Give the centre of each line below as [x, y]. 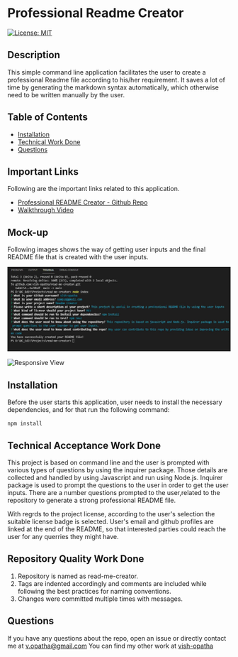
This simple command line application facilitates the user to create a [107, 72]
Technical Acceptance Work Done [84, 445]
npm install [25, 424]
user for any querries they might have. [63, 536]
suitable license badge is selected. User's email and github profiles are [110, 521]
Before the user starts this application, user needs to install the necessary [115, 402]
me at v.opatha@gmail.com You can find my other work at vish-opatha [110, 646]
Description [34, 55]
